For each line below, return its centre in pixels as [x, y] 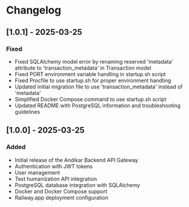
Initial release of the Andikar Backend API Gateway [76, 160]
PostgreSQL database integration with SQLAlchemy [77, 185]
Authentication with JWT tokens [54, 166]
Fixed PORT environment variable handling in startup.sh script [90, 74]
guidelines [27, 111]
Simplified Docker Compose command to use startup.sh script [90, 99]
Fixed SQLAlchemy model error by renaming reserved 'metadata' [94, 61]
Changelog [34, 10]
